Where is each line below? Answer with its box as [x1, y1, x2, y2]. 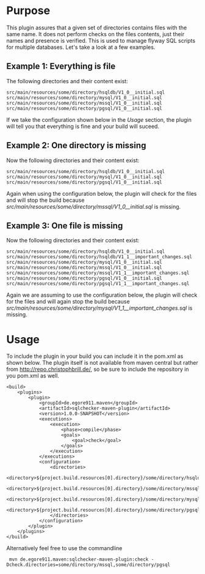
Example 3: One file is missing [6, 220, 123, 231]
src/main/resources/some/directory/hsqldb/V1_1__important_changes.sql [6, 254, 192, 260]
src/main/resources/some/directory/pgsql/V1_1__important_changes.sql [6, 281, 190, 287]
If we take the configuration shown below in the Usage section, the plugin [6, 116, 192, 123]
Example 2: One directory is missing [6, 140, 146, 151]
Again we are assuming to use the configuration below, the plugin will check [6, 291, 198, 299]
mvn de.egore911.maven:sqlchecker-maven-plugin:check [9, 556, 149, 563]
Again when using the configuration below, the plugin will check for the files [6, 190, 197, 197]
